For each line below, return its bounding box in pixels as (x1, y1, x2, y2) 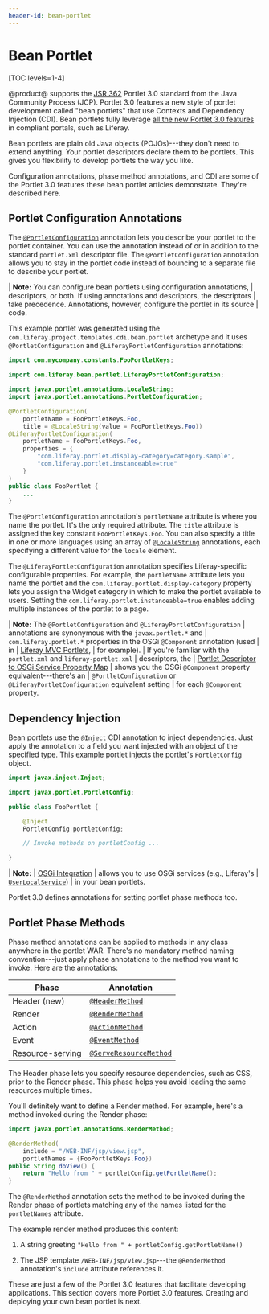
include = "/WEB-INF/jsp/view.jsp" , (22, 1147, 146, 1155)
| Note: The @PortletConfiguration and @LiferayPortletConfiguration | (8, 620, 246, 630)
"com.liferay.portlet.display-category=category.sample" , (37, 452, 235, 461)
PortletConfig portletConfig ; (22, 825, 124, 833)
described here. (8, 188, 61, 198)
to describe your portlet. (8, 267, 89, 277)
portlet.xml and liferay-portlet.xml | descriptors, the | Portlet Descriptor (8, 654, 256, 663)
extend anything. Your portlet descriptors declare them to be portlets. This (8, 146, 255, 157)
